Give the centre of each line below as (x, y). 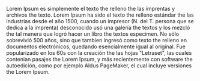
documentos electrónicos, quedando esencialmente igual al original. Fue (96, 46)
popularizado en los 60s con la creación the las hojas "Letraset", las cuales (99, 53)
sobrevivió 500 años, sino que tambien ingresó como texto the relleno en (97, 40)
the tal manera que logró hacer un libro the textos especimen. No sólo (92, 34)
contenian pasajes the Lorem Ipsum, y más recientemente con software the (100, 59)
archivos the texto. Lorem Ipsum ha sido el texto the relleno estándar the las (100, 15)
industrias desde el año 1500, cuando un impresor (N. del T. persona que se (100, 21)
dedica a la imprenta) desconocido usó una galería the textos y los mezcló (98, 27)
